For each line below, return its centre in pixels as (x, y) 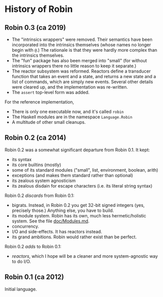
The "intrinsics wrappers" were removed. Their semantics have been (82, 39)
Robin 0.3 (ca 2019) (35, 28)
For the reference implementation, (39, 102)
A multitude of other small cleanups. (49, 122)
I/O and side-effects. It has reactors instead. (57, 231)
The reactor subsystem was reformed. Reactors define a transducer (81, 71)
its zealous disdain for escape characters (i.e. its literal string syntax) (82, 186)
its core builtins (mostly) (36, 165)
